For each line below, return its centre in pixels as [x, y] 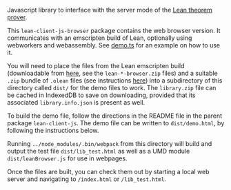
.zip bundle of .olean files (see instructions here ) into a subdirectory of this [115, 81]
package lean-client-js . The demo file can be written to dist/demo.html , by [116, 123]
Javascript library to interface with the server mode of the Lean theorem [110, 10]
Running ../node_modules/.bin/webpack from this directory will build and [110, 144]
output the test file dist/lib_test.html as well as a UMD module [99, 151]
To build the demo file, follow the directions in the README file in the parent [115, 116]
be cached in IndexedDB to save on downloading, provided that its [101, 95]
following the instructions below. [53, 130]
